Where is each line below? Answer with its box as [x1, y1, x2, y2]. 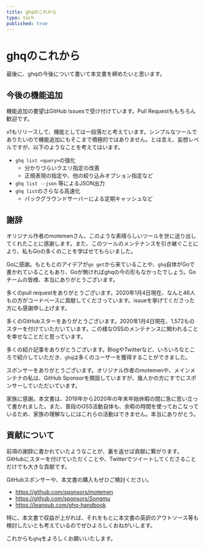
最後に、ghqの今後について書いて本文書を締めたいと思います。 [6, 70, 165, 77]
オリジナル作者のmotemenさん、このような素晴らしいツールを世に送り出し [6, 232, 196, 240]
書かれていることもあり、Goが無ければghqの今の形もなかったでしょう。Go [6, 268, 196, 275]
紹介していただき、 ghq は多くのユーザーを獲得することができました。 [17, 353, 191, 361]
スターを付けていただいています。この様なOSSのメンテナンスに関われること [6, 325, 199, 332]
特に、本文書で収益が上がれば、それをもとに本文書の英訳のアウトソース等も [6, 514, 199, 521]
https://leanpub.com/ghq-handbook [15, 501, 106, 509]
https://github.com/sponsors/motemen [15, 488, 113, 495]
